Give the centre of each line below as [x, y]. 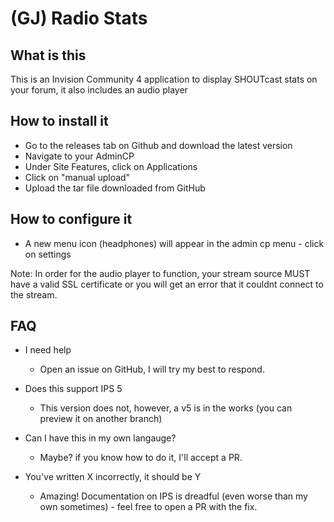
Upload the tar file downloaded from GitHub [115, 188]
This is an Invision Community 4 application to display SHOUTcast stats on [164, 79]
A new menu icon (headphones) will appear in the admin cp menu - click [174, 243]
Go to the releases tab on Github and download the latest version [158, 145]
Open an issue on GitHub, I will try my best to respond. [152, 369]
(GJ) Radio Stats [79, 18]
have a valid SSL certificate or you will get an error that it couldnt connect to [167, 284]
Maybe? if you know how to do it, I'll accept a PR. [141, 458]
